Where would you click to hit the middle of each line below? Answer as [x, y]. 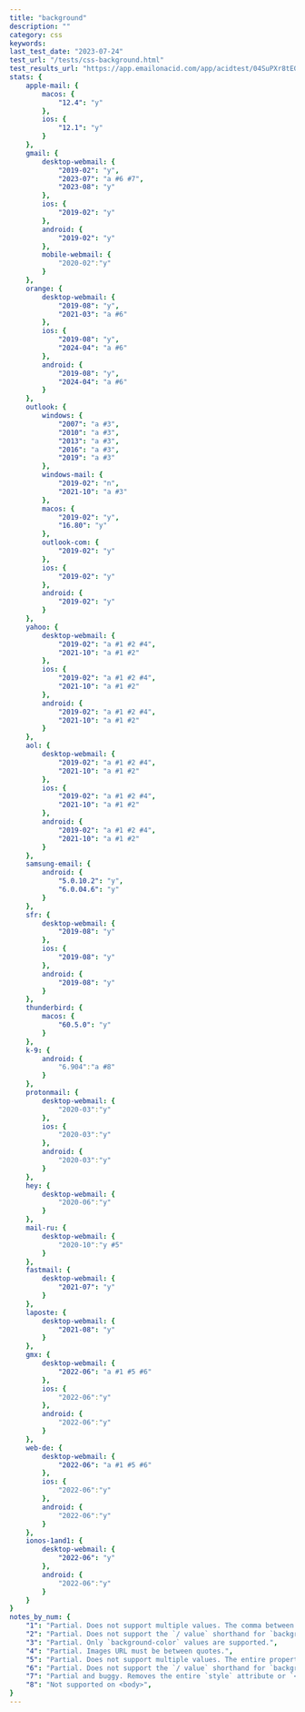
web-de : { [44, 1448]
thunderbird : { [54, 1008]
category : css [36, 35]
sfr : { [38, 915]
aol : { [38, 746]
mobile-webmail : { [77, 255]
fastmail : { [48, 1271]
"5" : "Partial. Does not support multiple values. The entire [146, 1659]
